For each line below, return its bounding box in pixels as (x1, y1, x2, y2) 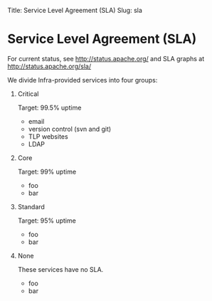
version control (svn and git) (28, 125, 112, 133)
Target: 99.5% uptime (17, 103, 82, 112)
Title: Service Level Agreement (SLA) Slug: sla (7, 6, 142, 14)
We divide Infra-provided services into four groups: (7, 75, 158, 84)
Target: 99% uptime (17, 167, 77, 176)
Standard (17, 202, 45, 211)
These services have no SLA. (17, 265, 104, 273)
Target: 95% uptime (17, 216, 76, 225)
